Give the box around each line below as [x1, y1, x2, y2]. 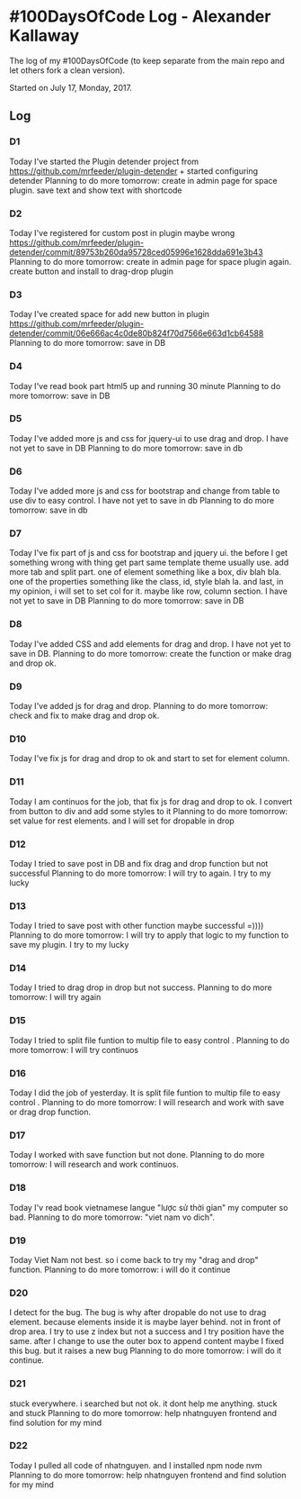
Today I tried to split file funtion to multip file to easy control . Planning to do [9, 1034, 290, 1046]
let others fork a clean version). [9, 65, 126, 76]
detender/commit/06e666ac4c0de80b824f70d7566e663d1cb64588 [9, 328, 264, 339]
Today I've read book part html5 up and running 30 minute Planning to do [9, 380, 281, 391]
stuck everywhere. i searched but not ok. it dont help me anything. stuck [9, 1398, 278, 1409]
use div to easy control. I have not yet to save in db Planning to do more [9, 495, 275, 506]
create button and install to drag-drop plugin [9, 266, 173, 277]
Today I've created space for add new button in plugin [9, 309, 209, 320]
